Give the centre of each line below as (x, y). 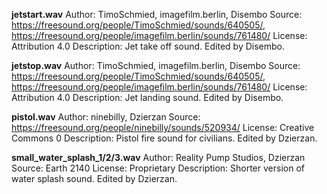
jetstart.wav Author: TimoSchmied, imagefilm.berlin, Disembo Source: (157, 14)
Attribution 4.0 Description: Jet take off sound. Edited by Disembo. (148, 46)
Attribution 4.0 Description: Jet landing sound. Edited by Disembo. (147, 97)
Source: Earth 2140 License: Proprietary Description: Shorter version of (158, 168)
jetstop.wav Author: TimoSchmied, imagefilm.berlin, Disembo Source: (156, 65)
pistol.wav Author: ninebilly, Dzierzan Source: (106, 117)
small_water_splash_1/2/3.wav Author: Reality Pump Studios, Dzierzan (158, 157)
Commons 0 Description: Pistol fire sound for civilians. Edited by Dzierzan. (164, 138)
